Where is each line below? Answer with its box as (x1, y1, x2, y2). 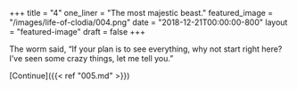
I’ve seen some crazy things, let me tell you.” (9, 53, 174, 63)
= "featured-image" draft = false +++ (9, 27, 145, 36)
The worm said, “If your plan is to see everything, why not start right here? (9, 44, 283, 54)
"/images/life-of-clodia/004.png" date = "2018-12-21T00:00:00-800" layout (9, 17, 288, 28)
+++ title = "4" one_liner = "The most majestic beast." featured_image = (9, 8, 274, 18)
